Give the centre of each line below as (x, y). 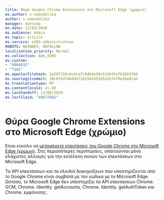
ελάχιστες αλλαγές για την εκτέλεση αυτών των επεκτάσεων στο (74, 156)
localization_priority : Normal (37, 51)
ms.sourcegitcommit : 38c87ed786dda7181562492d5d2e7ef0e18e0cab (72, 79)
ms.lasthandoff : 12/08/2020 (34, 93)
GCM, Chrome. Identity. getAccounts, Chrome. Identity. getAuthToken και (80, 187)
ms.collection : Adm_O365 (31, 56)
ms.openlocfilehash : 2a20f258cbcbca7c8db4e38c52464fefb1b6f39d (72, 74)
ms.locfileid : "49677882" (32, 97)
